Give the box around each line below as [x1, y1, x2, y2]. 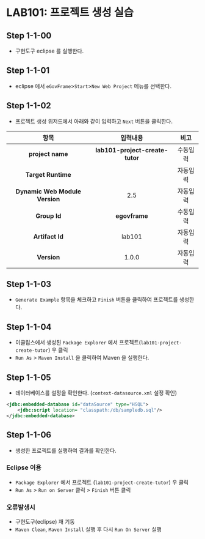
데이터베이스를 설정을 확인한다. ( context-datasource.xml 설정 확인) [15, 389, 178, 396]
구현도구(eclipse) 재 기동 [15, 518, 75, 526]
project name [28, 149, 68, 158]
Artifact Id [33, 232, 64, 240]
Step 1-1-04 [6, 322, 52, 332]
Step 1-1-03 [6, 279, 52, 289]
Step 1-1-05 [6, 372, 51, 382]
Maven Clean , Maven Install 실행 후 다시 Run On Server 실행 [15, 526, 162, 533]
